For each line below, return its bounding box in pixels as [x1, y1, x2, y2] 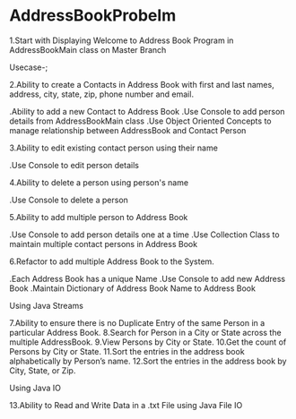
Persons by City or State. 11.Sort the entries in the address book [9, 346, 245, 356]
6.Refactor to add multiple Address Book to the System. [9, 256, 215, 267]
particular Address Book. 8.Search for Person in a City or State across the [9, 327, 282, 338]
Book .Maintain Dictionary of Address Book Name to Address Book [9, 283, 256, 294]
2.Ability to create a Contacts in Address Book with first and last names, [9, 79, 275, 90]
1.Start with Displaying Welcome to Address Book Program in [9, 35, 234, 46]
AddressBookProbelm [9, 5, 177, 26]
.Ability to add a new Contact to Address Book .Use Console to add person [9, 106, 285, 116]
